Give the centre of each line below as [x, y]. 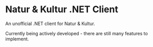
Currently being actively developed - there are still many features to [77, 33]
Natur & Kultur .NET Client [62, 9]
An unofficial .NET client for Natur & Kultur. [50, 24]
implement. [17, 39]
